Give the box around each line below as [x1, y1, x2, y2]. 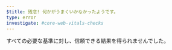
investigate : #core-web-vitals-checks [6, 20, 104, 26]
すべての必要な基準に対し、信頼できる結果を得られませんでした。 [6, 37, 170, 45]
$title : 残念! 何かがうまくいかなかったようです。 [6, 8, 119, 15]
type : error [6, 14, 36, 20]
